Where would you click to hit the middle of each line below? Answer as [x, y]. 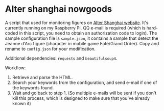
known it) [22, 103]
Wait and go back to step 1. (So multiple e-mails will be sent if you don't [84, 93]
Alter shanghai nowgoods [59, 9]
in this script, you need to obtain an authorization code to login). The [88, 33]
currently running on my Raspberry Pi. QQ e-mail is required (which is [75, 28]
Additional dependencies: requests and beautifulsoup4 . [61, 58]
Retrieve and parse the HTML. [42, 77]
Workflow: [15, 68]
